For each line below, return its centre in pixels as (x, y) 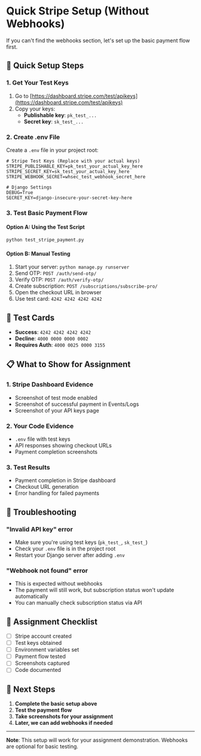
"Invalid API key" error (39, 529)
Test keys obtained (38, 643)
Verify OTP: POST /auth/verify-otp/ (59, 280)
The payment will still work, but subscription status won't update (95, 590)
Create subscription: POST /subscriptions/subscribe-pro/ (86, 286)
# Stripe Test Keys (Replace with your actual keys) (73, 161)
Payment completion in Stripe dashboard (65, 480)
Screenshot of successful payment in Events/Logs (77, 404)
